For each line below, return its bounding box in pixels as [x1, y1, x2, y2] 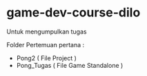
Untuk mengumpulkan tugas [6, 27, 87, 36]
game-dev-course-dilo [6, 5, 141, 21]
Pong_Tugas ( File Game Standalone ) [16, 61, 124, 69]
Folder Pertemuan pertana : [6, 40, 85, 49]
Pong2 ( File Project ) [16, 53, 77, 62]
